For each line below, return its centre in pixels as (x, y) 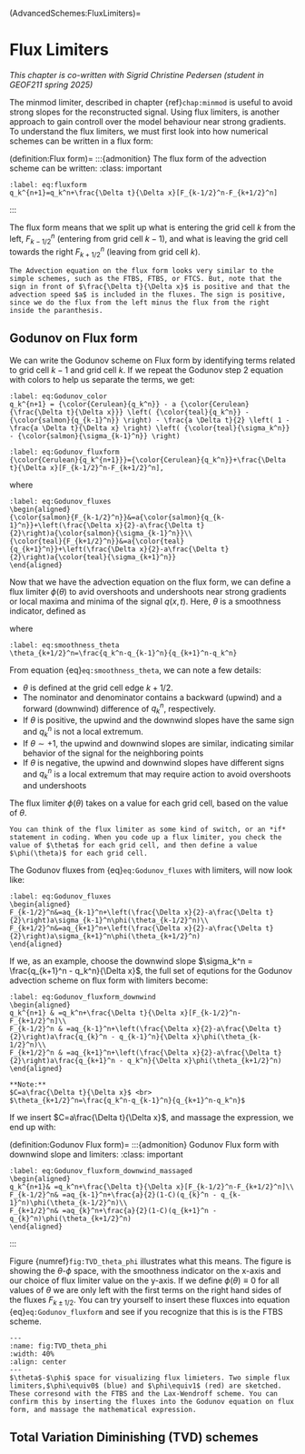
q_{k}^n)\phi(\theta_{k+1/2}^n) (70, 1219)
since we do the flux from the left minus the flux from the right (140, 302)
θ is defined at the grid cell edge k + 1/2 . (98, 687)
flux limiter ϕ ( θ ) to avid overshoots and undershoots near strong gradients (148, 591)
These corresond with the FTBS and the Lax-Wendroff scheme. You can (144, 1394)
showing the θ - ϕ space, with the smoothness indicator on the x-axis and (145, 1271)
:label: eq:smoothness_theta (64, 645)
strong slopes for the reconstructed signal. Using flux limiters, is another (144, 112)
